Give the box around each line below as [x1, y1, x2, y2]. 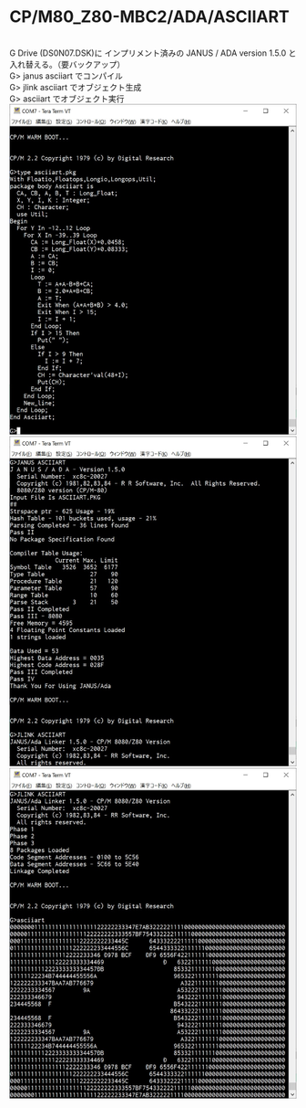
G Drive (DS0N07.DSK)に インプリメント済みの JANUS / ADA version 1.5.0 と [9, 47, 297, 58]
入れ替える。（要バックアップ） [9, 58, 126, 69]
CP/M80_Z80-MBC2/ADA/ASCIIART [9, 6, 290, 27]
